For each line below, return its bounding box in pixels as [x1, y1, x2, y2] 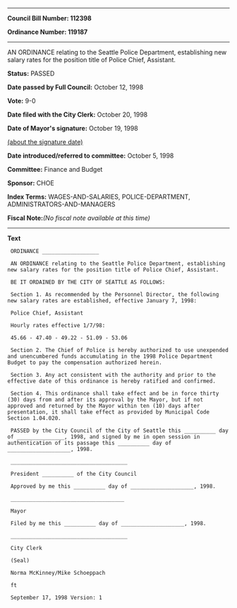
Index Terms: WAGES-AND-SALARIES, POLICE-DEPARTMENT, [7, 192, 190, 201]
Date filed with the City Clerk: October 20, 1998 [7, 110, 148, 119]
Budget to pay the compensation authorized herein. [7, 359, 162, 366]
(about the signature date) [7, 138, 83, 146]
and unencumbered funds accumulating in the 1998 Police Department [7, 353, 213, 360]
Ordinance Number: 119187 [7, 28, 88, 36]
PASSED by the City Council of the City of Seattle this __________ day [10, 427, 229, 434]
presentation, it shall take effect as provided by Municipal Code [7, 409, 210, 416]
